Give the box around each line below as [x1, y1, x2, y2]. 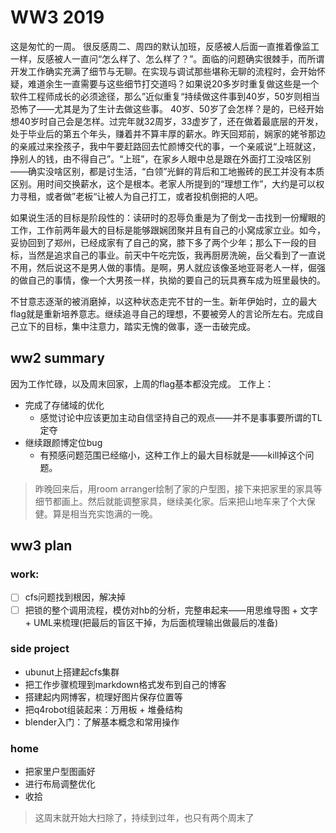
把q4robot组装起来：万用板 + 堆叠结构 [24, 703, 183, 715]
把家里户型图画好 [24, 766, 96, 778]
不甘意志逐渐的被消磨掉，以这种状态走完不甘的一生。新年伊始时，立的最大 [10, 295, 317, 307]
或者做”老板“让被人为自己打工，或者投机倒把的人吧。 [44, 190, 264, 202]
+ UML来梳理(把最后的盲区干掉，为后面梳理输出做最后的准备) [24, 616, 279, 628]
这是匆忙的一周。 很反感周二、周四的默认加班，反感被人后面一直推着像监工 [10, 40, 320, 52]
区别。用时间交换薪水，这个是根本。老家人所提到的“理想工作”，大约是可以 [10, 177, 317, 190]
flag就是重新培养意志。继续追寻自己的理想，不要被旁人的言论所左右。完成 [10, 307, 316, 320]
